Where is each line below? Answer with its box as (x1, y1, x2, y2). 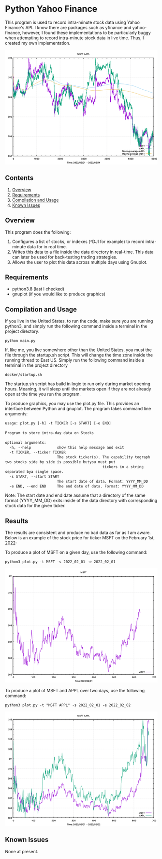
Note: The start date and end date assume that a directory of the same (5, 492, 146, 498)
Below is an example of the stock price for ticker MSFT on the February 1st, (5, 535, 155, 540)
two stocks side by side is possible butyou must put (5, 460, 116, 465)
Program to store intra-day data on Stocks (5, 431, 94, 436)
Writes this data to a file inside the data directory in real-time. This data (12, 249, 154, 255)
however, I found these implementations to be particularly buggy (22, 30, 151, 35)
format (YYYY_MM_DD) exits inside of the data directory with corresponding (5, 498, 158, 503)
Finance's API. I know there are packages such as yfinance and (5, 24, 132, 30)
